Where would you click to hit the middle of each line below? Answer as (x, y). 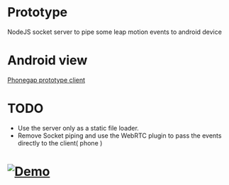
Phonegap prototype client (46, 80)
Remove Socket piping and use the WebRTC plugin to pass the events (119, 136)
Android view (48, 60)
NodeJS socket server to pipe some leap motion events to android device (114, 32)
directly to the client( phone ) (60, 143)
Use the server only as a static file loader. (78, 128)
